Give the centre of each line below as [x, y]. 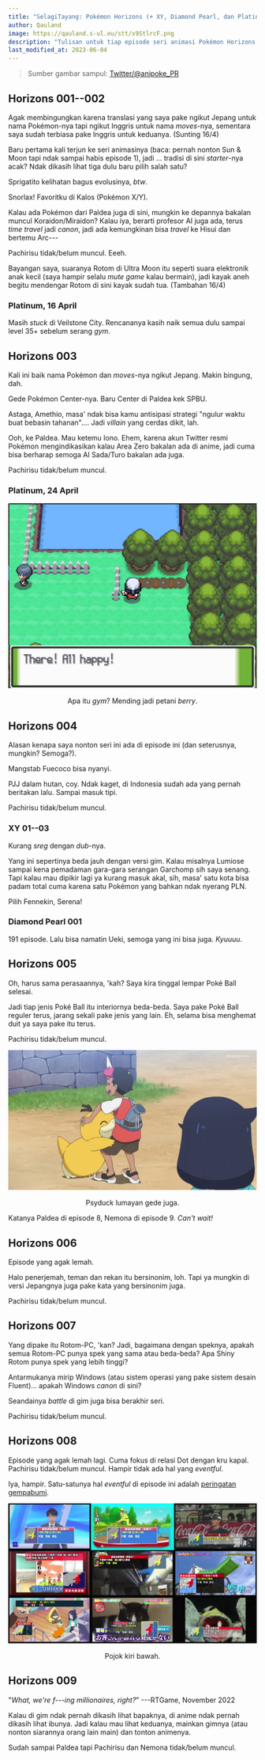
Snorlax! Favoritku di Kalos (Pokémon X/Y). [78, 197]
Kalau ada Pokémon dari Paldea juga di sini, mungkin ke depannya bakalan [130, 212]
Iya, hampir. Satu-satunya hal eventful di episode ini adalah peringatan [122, 1484]
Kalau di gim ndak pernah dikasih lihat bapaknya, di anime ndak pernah [124, 1715]
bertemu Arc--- [34, 237]
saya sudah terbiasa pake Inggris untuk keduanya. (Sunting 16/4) [114, 134]
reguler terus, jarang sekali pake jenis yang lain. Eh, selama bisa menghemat [132, 1015]
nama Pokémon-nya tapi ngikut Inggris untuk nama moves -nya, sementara [129, 126]
